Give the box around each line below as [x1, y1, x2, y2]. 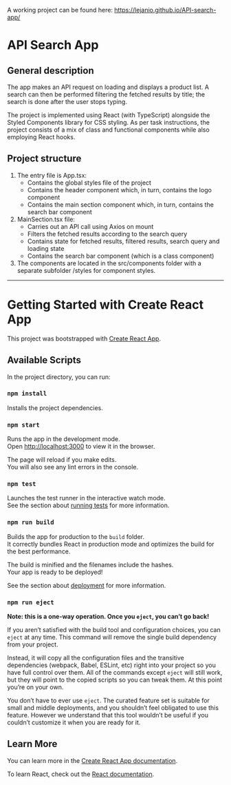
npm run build [7, 518, 54, 527]
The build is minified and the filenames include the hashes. [7, 560, 174, 569]
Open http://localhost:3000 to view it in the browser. [7, 442, 155, 451]
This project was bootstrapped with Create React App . [7, 334, 162, 343]
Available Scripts [7, 354, 81, 366]
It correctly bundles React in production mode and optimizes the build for [7, 540, 214, 548]
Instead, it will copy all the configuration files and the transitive [7, 654, 184, 662]
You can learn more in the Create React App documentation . [7, 756, 178, 764]
